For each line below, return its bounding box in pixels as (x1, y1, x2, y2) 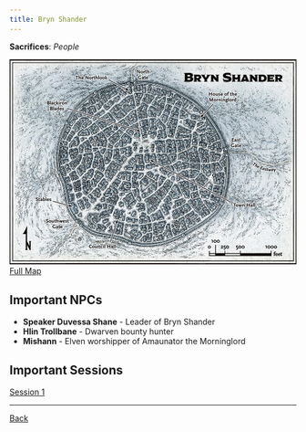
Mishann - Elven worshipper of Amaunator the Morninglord (22, 336, 246, 347)
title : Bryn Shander (9, 15, 88, 24)
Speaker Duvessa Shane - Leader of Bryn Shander (22, 316, 216, 328)
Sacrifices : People (9, 41, 80, 52)
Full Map (9, 266, 42, 277)
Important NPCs (9, 292, 103, 308)
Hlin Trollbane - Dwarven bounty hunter (22, 326, 175, 337)
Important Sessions (9, 362, 124, 378)
